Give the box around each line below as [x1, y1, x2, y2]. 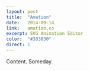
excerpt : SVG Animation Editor [6, 31, 84, 37]
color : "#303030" [6, 36, 52, 42]
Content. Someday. [6, 57, 53, 65]
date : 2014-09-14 [6, 20, 55, 25]
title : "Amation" [6, 14, 52, 20]
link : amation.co [6, 25, 55, 31]
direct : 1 [6, 42, 31, 48]
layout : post [6, 8, 39, 15]
